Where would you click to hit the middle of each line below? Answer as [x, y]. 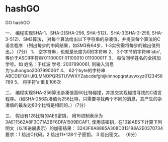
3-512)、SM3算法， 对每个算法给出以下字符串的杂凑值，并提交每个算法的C [83, 39]
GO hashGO [18, 22]
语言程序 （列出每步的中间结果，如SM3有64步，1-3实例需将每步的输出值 [80, 45]
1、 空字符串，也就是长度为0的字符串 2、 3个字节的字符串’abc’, [96, 51]
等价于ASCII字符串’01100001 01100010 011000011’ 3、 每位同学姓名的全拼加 [83, 57]
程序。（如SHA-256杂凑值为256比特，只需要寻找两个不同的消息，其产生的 [81, 98]
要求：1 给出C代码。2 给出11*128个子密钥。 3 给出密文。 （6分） [72, 134]
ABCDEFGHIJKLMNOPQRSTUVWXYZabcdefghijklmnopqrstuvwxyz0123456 [84, 76]
